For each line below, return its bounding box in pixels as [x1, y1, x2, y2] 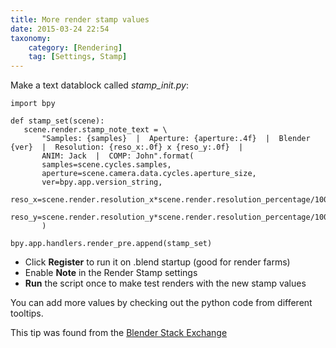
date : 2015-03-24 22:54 [10, 24, 110, 34]
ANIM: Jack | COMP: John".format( [41, 151, 195, 161]
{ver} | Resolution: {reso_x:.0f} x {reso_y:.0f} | [10, 142, 244, 153]
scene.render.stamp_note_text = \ [23, 125, 168, 135]
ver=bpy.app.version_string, [41, 177, 163, 188]
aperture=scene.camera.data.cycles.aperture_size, [41, 169, 257, 179]
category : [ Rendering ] [28, 42, 123, 53]
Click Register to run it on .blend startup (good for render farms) [24, 256, 291, 268]
